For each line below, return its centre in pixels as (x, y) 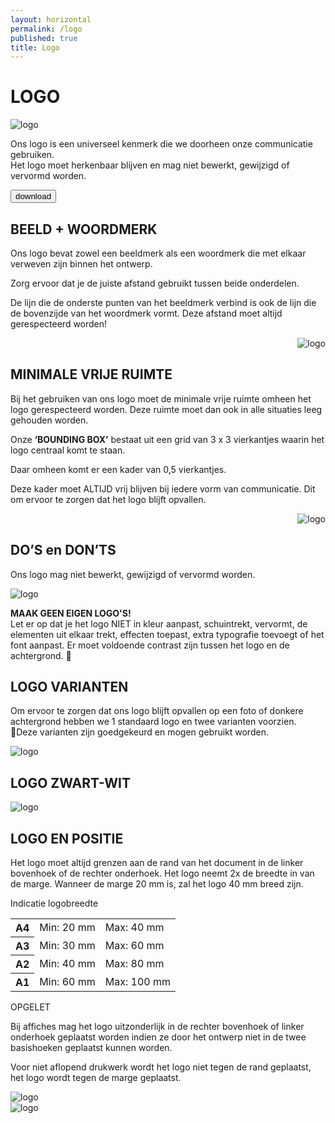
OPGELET (30, 1007)
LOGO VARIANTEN (69, 687)
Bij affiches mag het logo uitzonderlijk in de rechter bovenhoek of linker (157, 1027)
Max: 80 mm (134, 964)
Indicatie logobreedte (54, 903)
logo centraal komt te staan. (68, 450)
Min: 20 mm (67, 928)
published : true (44, 38)
